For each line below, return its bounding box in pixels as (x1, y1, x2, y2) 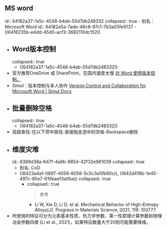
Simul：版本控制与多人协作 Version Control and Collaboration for (12, 83, 146, 89)
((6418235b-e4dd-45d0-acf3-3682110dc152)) (5, 29, 101, 35)
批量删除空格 (12, 104, 52, 113)
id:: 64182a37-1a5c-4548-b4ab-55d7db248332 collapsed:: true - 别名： (5, 18, 155, 24)
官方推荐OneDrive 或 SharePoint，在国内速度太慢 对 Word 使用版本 (12, 70, 151, 76)
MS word (5, 4, 34, 13)
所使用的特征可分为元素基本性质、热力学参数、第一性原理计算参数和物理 (12, 213, 162, 219)
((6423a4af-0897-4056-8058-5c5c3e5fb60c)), (19, 171, 119, 177)
